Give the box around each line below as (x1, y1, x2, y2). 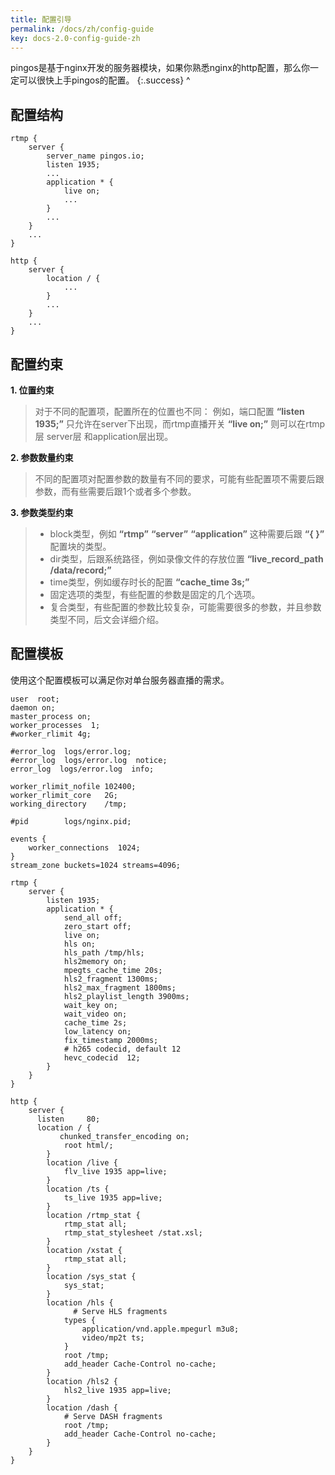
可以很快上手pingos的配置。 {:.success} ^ (18, 74, 191, 86)
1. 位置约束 (10, 384, 55, 396)
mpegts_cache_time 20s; (63, 965, 163, 975)
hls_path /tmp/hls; (63, 947, 145, 958)
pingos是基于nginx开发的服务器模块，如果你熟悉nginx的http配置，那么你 (10, 62, 310, 74)
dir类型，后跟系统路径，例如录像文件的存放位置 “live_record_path (49, 553, 324, 565)
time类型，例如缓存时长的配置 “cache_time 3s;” (49, 576, 250, 588)
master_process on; (10, 711, 92, 721)
